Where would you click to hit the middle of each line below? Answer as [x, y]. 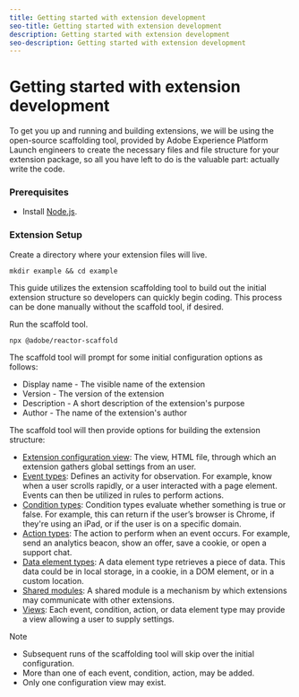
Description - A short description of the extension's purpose [133, 403]
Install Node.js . [50, 212]
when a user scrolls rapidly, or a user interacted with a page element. [149, 485]
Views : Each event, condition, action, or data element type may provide [154, 609]
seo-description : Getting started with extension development [128, 43]
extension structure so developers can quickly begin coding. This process [146, 297]
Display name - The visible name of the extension [114, 384]
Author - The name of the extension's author [105, 413]
